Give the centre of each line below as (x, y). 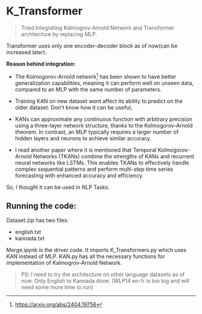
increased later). (26, 52)
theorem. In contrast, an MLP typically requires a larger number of (97, 132)
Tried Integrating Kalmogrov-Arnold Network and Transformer (97, 28)
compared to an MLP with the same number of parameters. (88, 89)
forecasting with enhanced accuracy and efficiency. (79, 175)
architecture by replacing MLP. (59, 34)
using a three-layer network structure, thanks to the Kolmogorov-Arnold (104, 125)
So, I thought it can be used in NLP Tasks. (58, 187)
